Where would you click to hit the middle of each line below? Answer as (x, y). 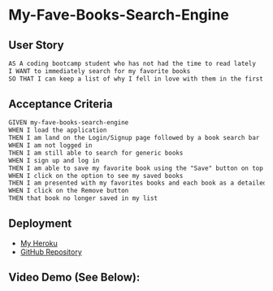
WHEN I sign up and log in (54, 160)
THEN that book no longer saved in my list (83, 198)
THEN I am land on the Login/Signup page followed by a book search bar (134, 138)
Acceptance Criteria (61, 104)
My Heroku (39, 243)
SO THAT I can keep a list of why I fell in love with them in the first (136, 79)
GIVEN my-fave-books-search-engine (69, 123)
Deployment (40, 224)
